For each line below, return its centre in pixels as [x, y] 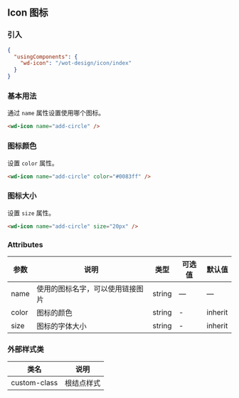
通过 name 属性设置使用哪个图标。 [56, 113]
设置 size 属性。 [31, 213]
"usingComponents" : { [46, 57]
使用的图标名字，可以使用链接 [86, 288]
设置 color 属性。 [33, 163]
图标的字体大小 [62, 326]
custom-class [34, 383]
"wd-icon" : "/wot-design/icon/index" [76, 63]
